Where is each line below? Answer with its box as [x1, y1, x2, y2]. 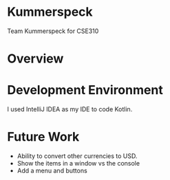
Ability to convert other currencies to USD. [17, 152, 138, 160]
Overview [7, 51, 64, 67]
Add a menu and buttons [17, 166, 87, 175]
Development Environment [7, 82, 163, 98]
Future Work [7, 129, 80, 145]
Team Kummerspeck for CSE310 [7, 27, 99, 35]
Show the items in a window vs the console [17, 159, 140, 167]
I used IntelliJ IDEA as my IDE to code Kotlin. [7, 105, 133, 113]
